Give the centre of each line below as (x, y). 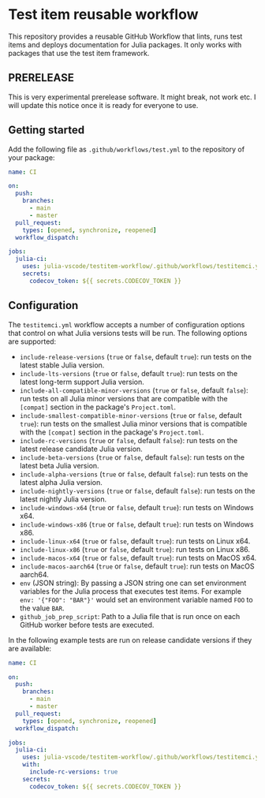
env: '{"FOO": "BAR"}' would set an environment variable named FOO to (136, 599)
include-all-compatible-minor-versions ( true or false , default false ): (134, 390)
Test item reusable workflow (103, 15)
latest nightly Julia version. (63, 499)
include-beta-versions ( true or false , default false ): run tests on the (132, 457)
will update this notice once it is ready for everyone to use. (103, 105)
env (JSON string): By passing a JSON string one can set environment (133, 583)
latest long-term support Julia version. (82, 382)
